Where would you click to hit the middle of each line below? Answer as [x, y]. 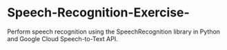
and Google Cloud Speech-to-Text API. [63, 38]
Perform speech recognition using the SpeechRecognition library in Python [114, 32]
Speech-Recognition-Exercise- [98, 13]
